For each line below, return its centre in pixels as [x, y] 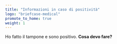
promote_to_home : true [28, 18]
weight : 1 [15, 23]
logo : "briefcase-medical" [33, 14]
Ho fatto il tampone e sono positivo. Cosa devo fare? [59, 37]
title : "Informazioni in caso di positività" [52, 9]
